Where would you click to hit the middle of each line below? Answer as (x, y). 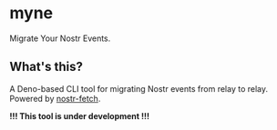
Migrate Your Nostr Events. (60, 38)
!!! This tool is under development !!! (80, 115)
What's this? (46, 67)
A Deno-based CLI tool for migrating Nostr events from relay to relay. (139, 88)
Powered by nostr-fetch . (55, 98)
